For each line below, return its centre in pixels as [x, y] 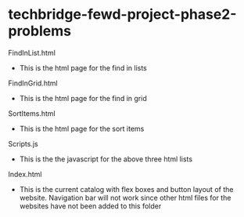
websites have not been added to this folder [90, 206]
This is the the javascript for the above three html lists [106, 159]
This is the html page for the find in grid [83, 98]
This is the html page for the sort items [82, 128]
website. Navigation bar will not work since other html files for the [125, 197]
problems [40, 31]
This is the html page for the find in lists [83, 67]
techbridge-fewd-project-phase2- [122, 14]
